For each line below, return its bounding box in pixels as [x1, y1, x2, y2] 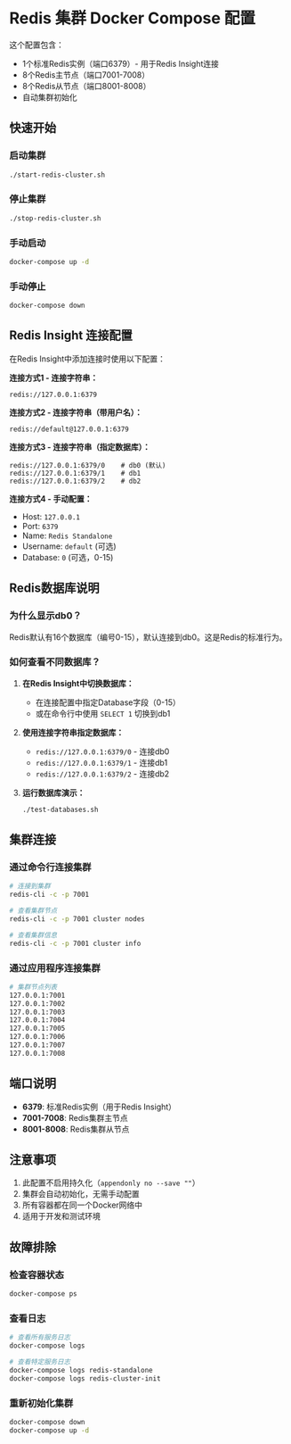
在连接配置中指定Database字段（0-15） [35, 697, 181, 708]
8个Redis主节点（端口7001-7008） [21, 69, 150, 80]
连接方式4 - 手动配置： [9, 493, 93, 504]
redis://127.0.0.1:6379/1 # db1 [9, 469, 141, 477]
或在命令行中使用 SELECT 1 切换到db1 [35, 708, 171, 718]
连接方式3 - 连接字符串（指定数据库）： [9, 441, 151, 452]
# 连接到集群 [9, 882, 51, 891]
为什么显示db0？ [9, 610, 82, 622]
